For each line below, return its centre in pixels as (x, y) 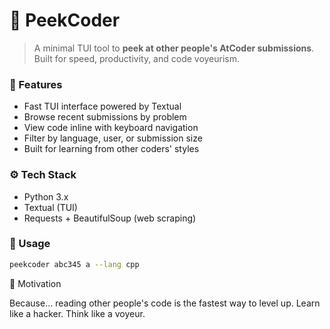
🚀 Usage (30, 244)
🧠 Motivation (35, 283)
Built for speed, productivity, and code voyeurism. (137, 58)
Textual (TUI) (50, 207)
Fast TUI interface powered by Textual (102, 106)
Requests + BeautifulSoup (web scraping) (110, 218)
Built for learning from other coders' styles (111, 149)
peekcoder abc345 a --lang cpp (74, 264)
